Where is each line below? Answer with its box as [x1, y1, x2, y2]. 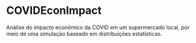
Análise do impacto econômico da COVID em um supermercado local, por [6, 24, 190, 31]
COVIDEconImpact [6, 4, 102, 18]
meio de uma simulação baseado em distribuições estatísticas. [6, 30, 163, 37]
